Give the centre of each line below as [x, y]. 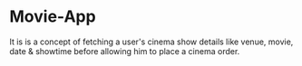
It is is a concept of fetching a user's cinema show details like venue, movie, [151, 42]
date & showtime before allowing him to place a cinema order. [125, 51]
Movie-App [53, 17]
